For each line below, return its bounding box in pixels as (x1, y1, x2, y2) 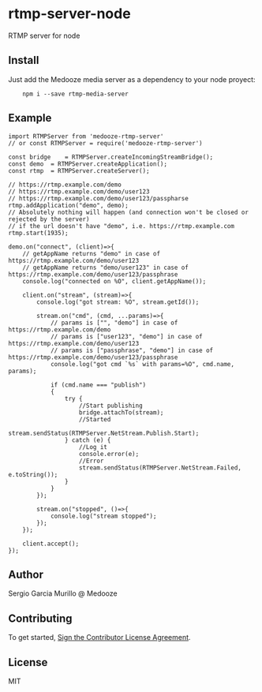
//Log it (78, 443, 108, 451)
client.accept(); (22, 540, 80, 548)
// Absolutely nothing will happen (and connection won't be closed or (8, 208, 249, 216)
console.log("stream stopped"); (50, 512, 157, 520)
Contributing (8, 612, 73, 625)
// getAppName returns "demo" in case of (22, 249, 160, 257)
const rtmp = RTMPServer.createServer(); (8, 166, 150, 174)
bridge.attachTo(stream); (78, 408, 164, 417)
